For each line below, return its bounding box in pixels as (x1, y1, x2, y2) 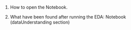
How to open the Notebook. (10, 4, 68, 10)
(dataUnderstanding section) (10, 19, 70, 25)
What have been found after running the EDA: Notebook (10, 14, 126, 19)
